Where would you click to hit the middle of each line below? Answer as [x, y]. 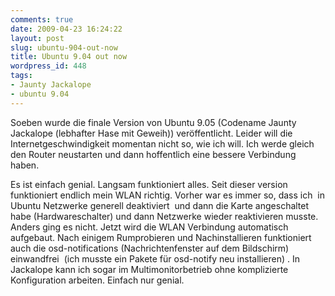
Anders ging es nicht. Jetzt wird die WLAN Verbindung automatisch [149, 227]
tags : [21, 76]
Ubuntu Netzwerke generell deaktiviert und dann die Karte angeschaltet [160, 205]
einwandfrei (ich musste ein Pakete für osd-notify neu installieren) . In [155, 258]
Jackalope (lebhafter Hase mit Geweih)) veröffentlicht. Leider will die [151, 133]
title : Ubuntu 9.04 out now [69, 57]
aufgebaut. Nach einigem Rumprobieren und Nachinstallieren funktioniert [161, 237]
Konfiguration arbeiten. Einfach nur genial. [97, 280]
